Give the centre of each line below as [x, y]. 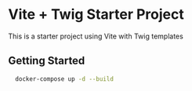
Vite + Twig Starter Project [96, 15]
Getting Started [47, 61]
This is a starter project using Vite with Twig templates [96, 36]
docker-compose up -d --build [64, 79]
